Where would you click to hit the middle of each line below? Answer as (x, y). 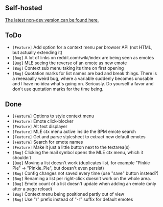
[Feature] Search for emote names (47, 142)
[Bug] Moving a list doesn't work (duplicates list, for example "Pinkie (81, 163)
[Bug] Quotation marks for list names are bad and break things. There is (84, 73)
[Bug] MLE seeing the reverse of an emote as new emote (70, 63)
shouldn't (22, 158)
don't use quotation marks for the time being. (58, 89)
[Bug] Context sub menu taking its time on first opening (68, 68)
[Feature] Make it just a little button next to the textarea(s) (71, 147)
